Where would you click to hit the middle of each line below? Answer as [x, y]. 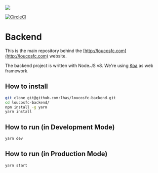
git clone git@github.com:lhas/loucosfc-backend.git [60, 98]
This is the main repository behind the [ [45, 51]
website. [58, 56]
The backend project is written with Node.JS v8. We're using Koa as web [79, 65]
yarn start [16, 165]
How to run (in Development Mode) [60, 127]
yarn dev [14, 139]
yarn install [19, 112]
